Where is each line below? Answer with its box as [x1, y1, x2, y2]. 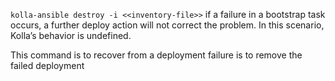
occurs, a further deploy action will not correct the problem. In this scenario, [10, 19, 325, 31]
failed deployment [10, 60, 85, 71]
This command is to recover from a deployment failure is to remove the [10, 49, 303, 61]
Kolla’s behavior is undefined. [10, 30, 132, 41]
